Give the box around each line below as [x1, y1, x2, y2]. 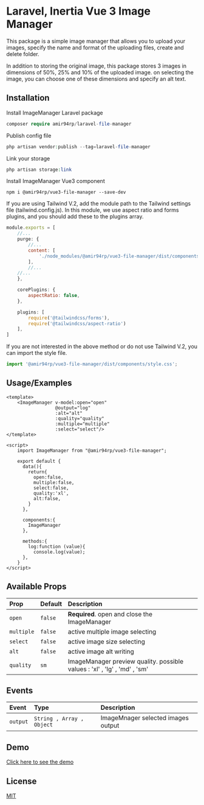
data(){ [22, 463, 42, 470]
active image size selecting [67, 637, 146, 646]
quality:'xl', [33, 490, 69, 496]
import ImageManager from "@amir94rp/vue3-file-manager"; [17, 447, 167, 454]
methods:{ [22, 538, 47, 544]
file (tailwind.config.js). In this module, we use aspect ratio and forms [6, 206, 179, 214]
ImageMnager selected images [100, 714, 189, 722]
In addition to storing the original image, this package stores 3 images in [6, 62, 187, 70]
